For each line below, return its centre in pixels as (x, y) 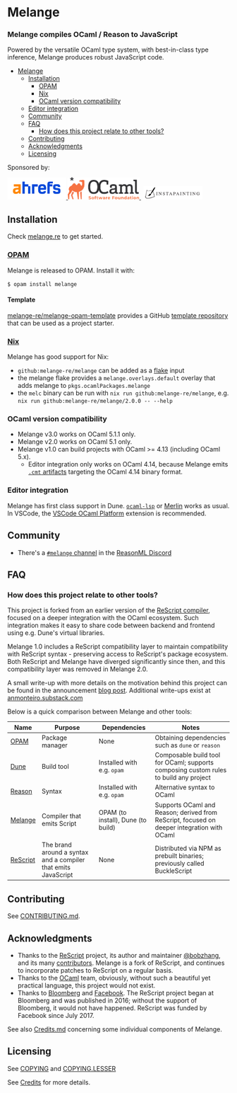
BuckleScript (174, 871)
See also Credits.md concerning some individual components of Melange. (115, 1029)
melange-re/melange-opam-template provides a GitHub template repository (118, 315)
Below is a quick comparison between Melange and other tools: (100, 711)
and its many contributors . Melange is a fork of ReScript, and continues (121, 963)
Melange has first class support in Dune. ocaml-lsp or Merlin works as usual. (119, 505)
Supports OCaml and (185, 805)
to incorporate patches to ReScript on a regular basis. (95, 971)
